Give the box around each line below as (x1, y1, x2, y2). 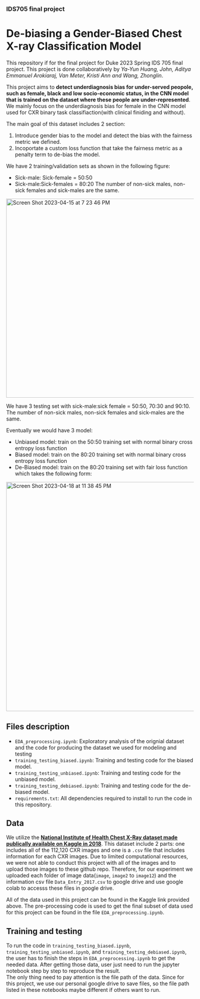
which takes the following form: (14, 470, 92, 477)
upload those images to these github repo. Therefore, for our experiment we (6, 865, 193, 873)
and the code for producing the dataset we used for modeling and (14, 744, 177, 751)
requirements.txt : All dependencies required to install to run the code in (14, 794, 192, 802)
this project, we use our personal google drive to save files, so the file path (6, 980, 189, 987)
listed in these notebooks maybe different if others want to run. (6, 986, 161, 994)
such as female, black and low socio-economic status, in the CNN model (6, 89, 189, 97)
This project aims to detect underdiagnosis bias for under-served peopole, (6, 83, 193, 91)
